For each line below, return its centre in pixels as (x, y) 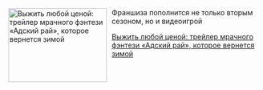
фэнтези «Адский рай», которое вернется (183, 45)
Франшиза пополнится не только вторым (182, 12)
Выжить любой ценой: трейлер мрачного (183, 37)
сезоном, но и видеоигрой (157, 21)
